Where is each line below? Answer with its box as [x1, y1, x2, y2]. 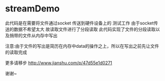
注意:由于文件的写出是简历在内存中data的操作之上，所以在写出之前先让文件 [5, 43, 159, 49]
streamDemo [5, 3, 60, 14]
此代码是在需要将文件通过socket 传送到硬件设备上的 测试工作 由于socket [5, 20, 154, 26]
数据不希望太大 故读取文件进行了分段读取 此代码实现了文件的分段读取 [13, 26, 156, 32]
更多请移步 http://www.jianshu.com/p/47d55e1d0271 [5, 60, 113, 66]
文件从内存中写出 [22, 32, 58, 38]
